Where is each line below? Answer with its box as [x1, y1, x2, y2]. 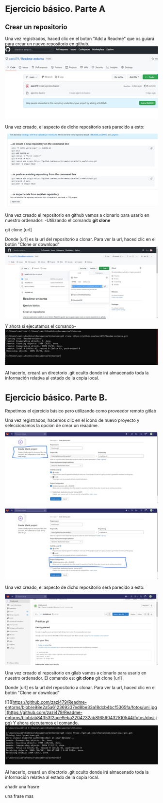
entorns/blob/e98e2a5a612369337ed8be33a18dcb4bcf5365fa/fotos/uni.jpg [5, 704, 157, 710]
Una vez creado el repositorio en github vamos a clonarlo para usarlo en [5, 212, 149, 218]
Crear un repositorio [5, 23, 67, 31]
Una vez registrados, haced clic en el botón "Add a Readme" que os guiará [5, 36, 154, 41]
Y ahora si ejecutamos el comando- [5, 323, 76, 329]
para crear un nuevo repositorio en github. [5, 41, 90, 47]
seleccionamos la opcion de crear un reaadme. [5, 423, 99, 429]
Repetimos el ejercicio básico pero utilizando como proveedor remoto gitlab [5, 408, 157, 414]
